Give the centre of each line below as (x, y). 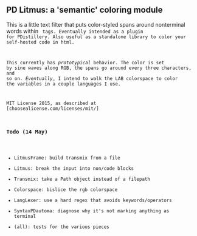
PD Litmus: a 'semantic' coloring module (85, 10)
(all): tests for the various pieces (62, 227)
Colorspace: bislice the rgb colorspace (66, 190)
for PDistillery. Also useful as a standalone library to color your (96, 37)
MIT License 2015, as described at (51, 103)
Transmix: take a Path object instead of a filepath (82, 179)
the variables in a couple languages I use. (64, 84)
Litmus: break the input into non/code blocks (74, 168)
